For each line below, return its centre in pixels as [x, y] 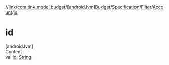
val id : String [19, 57]
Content [14, 51]
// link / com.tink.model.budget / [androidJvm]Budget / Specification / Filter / [79, 7]
